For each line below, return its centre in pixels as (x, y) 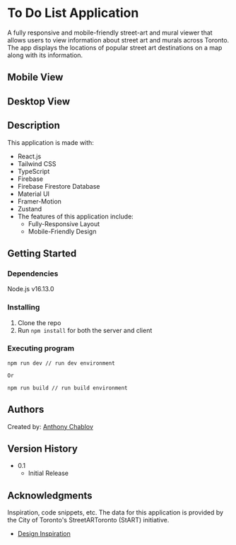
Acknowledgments (50, 495)
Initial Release (48, 473)
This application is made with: (51, 142)
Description (34, 125)
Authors (26, 410)
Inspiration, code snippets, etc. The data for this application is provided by (116, 512)
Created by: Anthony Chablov (51, 426)
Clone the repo (39, 322)
